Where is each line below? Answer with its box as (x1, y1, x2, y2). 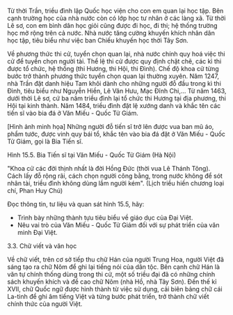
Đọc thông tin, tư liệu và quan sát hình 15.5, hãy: (7, 200, 145, 208)
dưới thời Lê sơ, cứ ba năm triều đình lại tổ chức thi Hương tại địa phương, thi (7, 94, 226, 102)
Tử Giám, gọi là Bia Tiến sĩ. (7, 137, 83, 146)
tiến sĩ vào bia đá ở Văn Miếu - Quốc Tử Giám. (7, 109, 139, 117)
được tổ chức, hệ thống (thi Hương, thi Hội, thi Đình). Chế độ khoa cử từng (7, 65, 219, 72)
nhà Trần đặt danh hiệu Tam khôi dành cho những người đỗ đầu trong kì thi (7, 79, 221, 87)
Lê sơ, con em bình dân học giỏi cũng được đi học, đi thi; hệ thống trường (7, 22, 218, 29)
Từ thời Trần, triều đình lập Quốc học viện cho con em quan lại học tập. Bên (7, 7, 224, 15)
